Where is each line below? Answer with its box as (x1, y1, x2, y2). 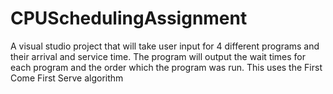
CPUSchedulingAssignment (10, 7, 248, 30)
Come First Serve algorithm (10, 72, 124, 84)
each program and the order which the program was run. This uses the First (10, 61, 323, 73)
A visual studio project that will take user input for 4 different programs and (10, 40, 320, 52)
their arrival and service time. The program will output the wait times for (10, 50, 307, 62)
